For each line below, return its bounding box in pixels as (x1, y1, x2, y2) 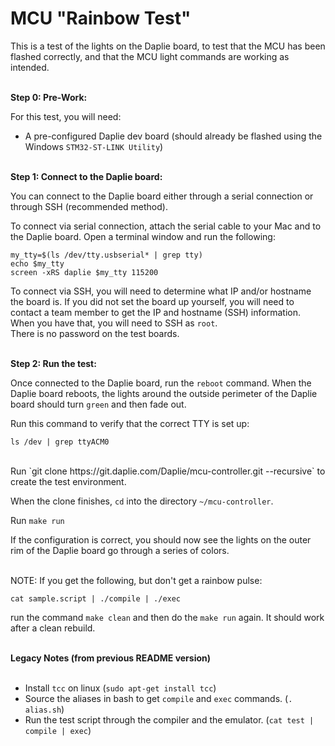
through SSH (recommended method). (10, 200, 168, 212)
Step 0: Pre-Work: (10, 91, 88, 103)
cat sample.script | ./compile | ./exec (10, 593, 182, 604)
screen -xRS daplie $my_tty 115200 (10, 267, 159, 277)
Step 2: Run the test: (10, 357, 97, 369)
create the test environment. (10, 475, 127, 487)
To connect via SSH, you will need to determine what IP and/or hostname (10, 285, 312, 297)
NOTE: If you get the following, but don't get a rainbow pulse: (10, 574, 263, 586)
